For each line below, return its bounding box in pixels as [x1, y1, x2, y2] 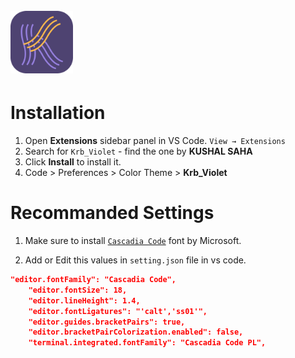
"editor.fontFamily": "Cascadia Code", [10, 275, 177, 285]
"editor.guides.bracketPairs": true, [28, 317, 186, 327]
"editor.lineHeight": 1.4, [28, 295, 141, 306]
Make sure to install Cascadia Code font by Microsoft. [24, 235, 242, 247]
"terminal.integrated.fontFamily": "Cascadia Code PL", [28, 338, 267, 348]
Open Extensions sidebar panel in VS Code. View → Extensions [24, 135, 286, 147]
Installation [10, 102, 106, 124]
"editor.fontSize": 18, [28, 285, 128, 295]
